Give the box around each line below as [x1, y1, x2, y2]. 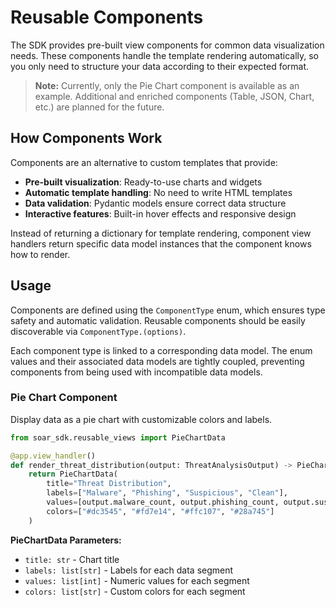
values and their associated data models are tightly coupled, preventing [10, 355, 305, 367]
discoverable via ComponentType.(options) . [10, 325, 187, 337]
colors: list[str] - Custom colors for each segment [24, 585, 246, 597]
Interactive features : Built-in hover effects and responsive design [24, 207, 297, 220]
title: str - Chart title [24, 553, 120, 565]
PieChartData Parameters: [10, 534, 122, 546]
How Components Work [10, 130, 163, 147]
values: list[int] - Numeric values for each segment [24, 574, 250, 586]
